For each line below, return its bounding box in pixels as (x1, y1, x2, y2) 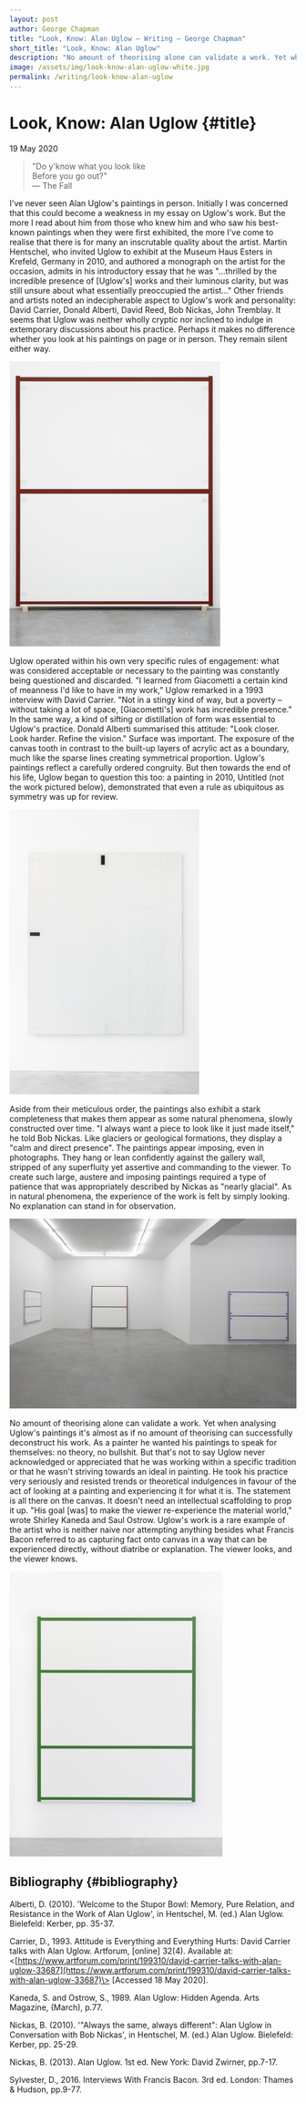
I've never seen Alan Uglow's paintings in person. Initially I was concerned (9, 197, 289, 209)
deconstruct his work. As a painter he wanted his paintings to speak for (9, 1436, 278, 1447)
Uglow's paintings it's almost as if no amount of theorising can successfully (9, 1427, 293, 1438)
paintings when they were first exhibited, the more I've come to (36, 226, 274, 237)
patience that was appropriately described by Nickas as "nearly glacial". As (9, 1181, 292, 1192)
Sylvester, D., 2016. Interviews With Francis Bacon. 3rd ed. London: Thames (9, 2074, 294, 2085)
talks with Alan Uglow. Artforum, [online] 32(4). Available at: (9, 1945, 234, 1956)
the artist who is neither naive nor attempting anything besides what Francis (9, 1524, 294, 1535)
